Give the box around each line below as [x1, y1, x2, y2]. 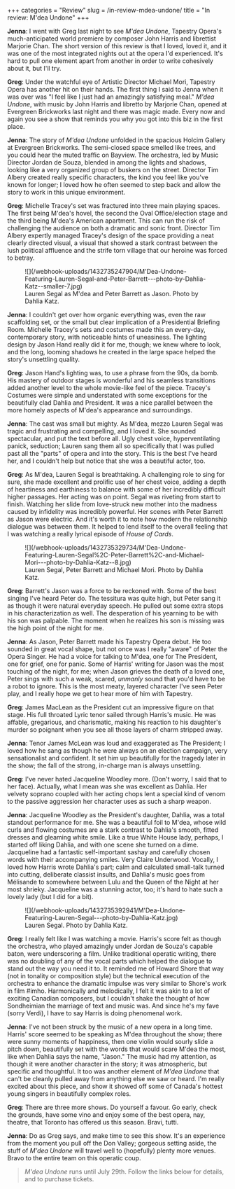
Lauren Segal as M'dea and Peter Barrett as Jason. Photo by [24, 290, 199, 298]
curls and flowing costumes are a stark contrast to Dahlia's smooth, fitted [7, 826, 219, 834]
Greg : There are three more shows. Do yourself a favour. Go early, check [7, 1103, 218, 1111]
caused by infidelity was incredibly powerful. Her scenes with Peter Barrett [7, 508, 223, 515]
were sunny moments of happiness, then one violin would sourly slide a [7, 1038, 213, 1045]
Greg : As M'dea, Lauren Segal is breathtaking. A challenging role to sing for [7, 471, 225, 478]
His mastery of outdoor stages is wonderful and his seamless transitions [7, 376, 215, 384]
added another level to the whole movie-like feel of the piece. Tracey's [7, 384, 211, 391]
